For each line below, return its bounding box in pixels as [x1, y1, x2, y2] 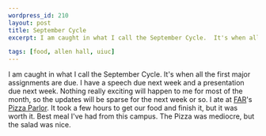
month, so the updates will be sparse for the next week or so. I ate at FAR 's [8, 95, 253, 104]
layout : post [8, 19, 51, 27]
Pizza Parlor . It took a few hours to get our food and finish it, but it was [8, 104, 238, 113]
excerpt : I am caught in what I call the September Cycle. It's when [8, 33, 246, 42]
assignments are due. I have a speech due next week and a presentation [8, 78, 245, 88]
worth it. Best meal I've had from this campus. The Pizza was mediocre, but [8, 111, 255, 121]
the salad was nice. [8, 120, 71, 130]
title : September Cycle [8, 26, 87, 34]
